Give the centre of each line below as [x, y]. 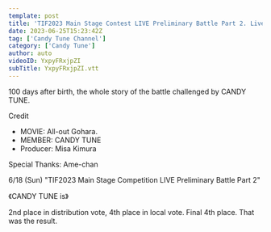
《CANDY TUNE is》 [39, 196]
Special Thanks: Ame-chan [53, 164]
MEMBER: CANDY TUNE [60, 140]
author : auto [30, 53]
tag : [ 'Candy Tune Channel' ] [57, 38]
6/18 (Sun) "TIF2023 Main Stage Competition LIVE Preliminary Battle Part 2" [134, 179]
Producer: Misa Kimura [58, 148]
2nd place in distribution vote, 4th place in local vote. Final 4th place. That [131, 212]
